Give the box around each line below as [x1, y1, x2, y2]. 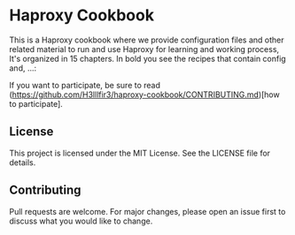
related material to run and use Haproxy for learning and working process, [9, 43, 280, 54]
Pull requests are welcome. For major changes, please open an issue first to [9, 206, 286, 216]
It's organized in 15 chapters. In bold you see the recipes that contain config [9, 53, 286, 64]
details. [9, 156, 36, 168]
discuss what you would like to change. [9, 216, 153, 226]
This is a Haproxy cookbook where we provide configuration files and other [9, 34, 284, 45]
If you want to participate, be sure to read [9, 80, 161, 90]
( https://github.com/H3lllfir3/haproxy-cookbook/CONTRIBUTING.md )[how [9, 89, 281, 100]
